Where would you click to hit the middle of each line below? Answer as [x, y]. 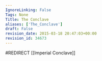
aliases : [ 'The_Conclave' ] [34, 24]
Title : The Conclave [27, 19]
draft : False [19, 29]
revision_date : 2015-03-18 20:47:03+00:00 [51, 34]
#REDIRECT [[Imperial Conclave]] [40, 53]
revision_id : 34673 [26, 39]
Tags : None [17, 15]
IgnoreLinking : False [28, 10]
